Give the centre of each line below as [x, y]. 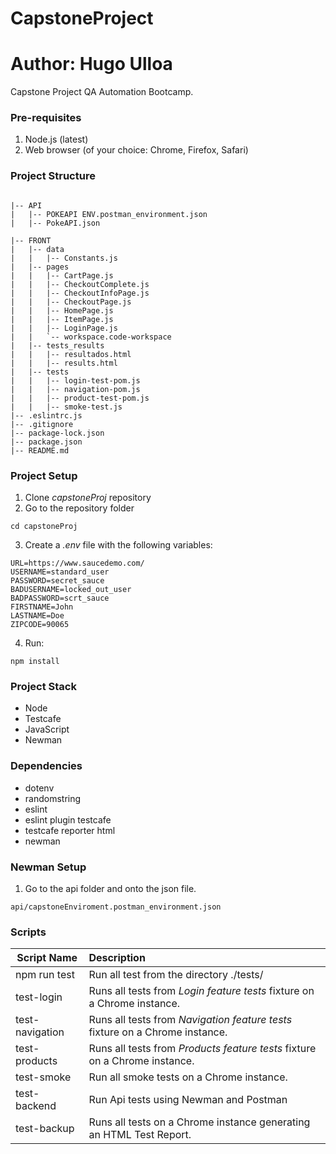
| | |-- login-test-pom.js [75, 380]
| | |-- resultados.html [71, 354]
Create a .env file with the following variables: [118, 545]
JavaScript [47, 729]
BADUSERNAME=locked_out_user [71, 590]
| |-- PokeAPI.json [55, 223]
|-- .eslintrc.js [46, 415]
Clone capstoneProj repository [88, 498]
